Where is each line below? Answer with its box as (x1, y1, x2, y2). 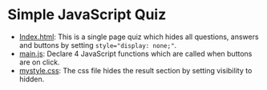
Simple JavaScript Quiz (7, 6, 167, 24)
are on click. (18, 57, 60, 67)
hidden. (18, 74, 45, 84)
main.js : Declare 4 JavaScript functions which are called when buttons (18, 49, 253, 58)
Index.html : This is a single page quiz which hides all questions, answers (18, 32, 259, 41)
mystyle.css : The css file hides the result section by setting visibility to (18, 65, 253, 75)
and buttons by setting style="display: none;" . (18, 40, 177, 49)
